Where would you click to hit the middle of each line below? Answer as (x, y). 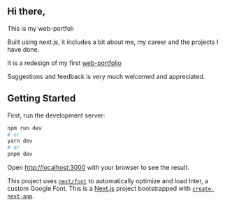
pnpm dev (20, 154)
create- (203, 189)
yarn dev (20, 141)
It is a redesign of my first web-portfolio (65, 63)
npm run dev (24, 128)
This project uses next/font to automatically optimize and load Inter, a (108, 181)
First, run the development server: (56, 115)
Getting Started (42, 98)
